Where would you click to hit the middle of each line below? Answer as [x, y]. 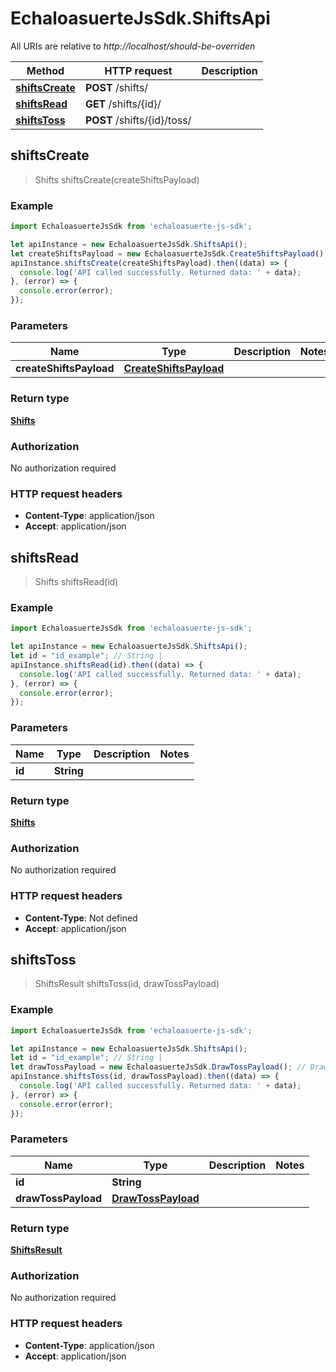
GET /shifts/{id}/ [123, 104]
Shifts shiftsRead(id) [76, 582]
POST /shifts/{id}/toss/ [138, 120]
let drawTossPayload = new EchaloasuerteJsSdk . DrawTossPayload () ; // [158, 1067]
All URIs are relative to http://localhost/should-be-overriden [133, 46]
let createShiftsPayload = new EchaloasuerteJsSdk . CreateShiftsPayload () [167, 253]
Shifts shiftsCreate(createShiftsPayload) [117, 179]
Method [45, 70]
